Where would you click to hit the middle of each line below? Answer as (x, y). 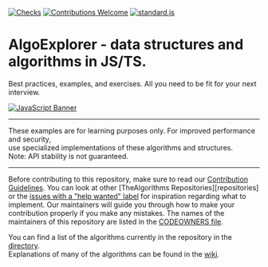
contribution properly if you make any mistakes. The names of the (116, 213)
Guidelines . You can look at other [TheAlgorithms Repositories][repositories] (134, 187)
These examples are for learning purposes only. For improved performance (132, 130)
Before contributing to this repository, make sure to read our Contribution (128, 179)
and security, (30, 139)
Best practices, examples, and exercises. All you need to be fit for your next (132, 83)
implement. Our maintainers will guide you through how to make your (122, 205)
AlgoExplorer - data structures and (126, 45)
